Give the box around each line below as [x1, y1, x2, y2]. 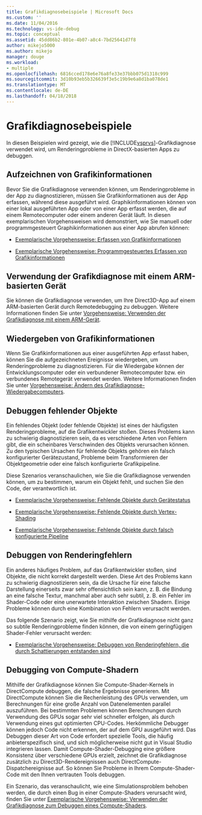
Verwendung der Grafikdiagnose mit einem [6, 271, 172, 282]
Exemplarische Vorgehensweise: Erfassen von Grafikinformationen [14, 236, 181, 243]
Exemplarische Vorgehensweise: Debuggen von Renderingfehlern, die [14, 641, 189, 648]
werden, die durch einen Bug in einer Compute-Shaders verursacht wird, [6, 789, 187, 796]
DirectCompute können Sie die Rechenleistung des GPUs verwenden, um [6, 694, 188, 701]
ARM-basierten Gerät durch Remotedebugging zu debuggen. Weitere [6, 303, 179, 311]
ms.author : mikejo [6, 48, 52, 54]
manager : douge [6, 54, 45, 60]
